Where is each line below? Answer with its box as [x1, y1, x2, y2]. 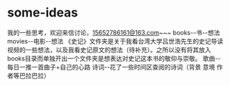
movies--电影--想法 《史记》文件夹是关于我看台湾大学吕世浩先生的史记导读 [7, 36, 224, 45]
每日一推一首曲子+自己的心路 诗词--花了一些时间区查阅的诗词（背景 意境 [7, 63, 215, 71]
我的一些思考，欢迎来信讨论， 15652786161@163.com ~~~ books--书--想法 [7, 28, 220, 36]
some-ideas [7, 5, 79, 21]
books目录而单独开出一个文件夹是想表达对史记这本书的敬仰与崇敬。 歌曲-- [7, 54, 221, 63]
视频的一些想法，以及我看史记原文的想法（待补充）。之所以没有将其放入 [7, 45, 211, 54]
